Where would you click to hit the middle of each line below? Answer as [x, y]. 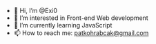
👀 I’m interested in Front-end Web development [81, 18]
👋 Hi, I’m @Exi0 [35, 11]
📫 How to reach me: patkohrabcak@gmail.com [81, 33]
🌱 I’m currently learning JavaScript [63, 25]
